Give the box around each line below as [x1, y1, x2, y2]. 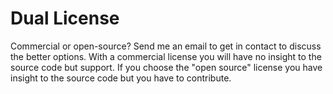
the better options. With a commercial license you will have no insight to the [10, 50, 322, 62]
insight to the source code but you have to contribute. [10, 72, 232, 84]
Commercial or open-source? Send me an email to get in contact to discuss [10, 40, 322, 52]
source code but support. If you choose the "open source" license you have [10, 61, 323, 73]
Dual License [10, 7, 120, 30]
